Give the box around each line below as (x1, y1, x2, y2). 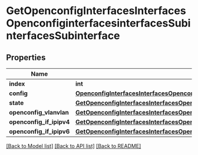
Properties (6, 52, 46, 62)
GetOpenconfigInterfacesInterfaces (6, 4, 187, 18)
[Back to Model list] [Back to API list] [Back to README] (6, 143, 141, 149)
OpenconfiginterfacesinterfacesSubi (6, 16, 191, 30)
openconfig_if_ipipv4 (9, 118, 70, 126)
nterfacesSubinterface (6, 29, 120, 42)
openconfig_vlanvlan (9, 109, 70, 116)
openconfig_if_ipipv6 (9, 127, 70, 136)
